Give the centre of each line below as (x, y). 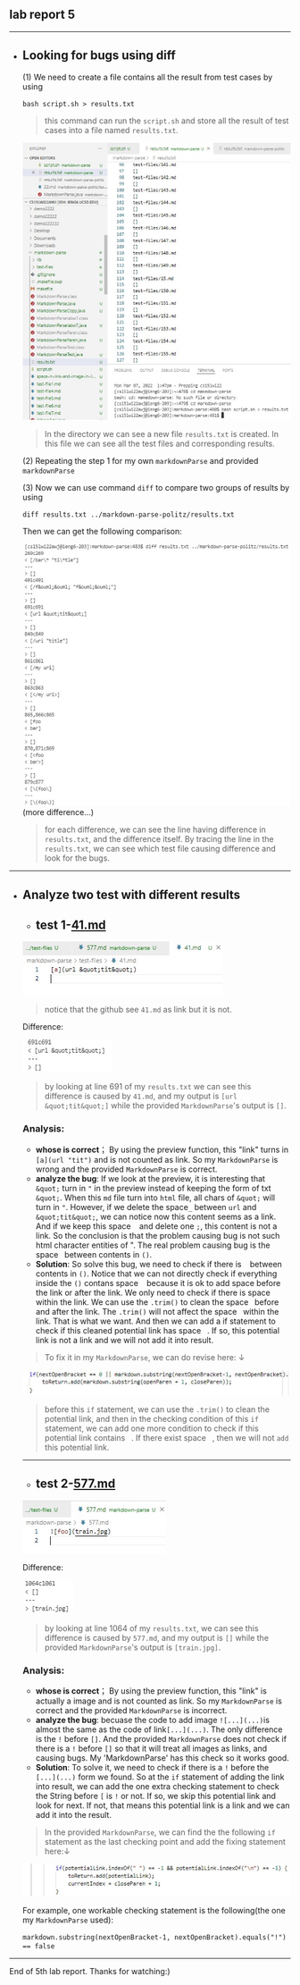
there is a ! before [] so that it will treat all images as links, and (151, 1748)
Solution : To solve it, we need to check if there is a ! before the (152, 1767)
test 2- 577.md (75, 1484)
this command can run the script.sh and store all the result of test (167, 121)
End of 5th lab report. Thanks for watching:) (90, 1971)
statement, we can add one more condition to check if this (151, 1428)
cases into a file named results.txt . (111, 130)
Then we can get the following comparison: (102, 531)
